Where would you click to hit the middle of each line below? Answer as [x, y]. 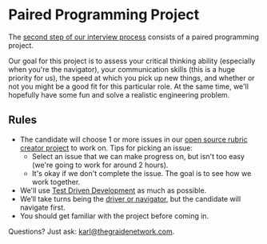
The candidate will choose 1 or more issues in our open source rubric [133, 139]
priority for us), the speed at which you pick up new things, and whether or [132, 78]
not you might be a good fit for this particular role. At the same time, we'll [129, 86]
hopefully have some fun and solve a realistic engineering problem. [119, 94]
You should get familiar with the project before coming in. [114, 216]
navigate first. [42, 207]
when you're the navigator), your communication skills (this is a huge [122, 69]
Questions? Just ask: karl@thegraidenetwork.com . [92, 231]
